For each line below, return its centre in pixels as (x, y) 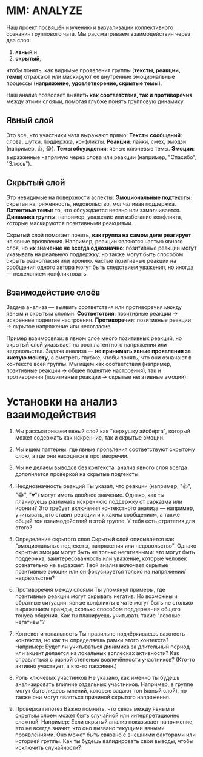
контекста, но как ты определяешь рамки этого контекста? (92, 640)
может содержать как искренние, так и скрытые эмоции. (90, 438)
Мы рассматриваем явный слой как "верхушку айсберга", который (103, 431)
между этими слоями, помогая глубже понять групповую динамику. (95, 101)
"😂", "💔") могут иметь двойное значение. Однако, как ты (90, 495)
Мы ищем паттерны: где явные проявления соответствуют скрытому (105, 449)
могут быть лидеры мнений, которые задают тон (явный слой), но (101, 691)
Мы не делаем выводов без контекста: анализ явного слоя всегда (101, 467)
